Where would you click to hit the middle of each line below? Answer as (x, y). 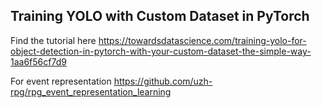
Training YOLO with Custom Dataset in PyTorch (160, 16)
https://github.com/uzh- (163, 81)
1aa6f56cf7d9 (38, 61)
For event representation (61, 81)
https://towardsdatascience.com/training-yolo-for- (202, 40)
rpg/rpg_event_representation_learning (91, 91)
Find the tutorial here (53, 40)
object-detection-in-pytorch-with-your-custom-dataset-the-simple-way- (161, 51)
